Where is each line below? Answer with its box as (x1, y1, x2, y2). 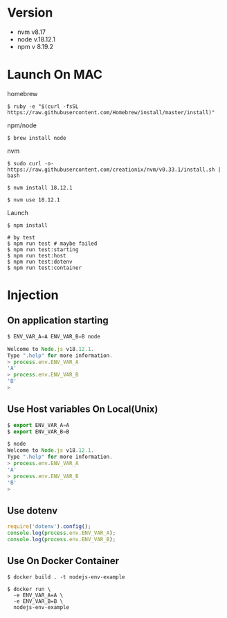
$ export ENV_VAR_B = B (7, 428, 70, 435)
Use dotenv (7, 505, 58, 516)
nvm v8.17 (17, 28, 46, 36)
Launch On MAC (7, 67, 102, 82)
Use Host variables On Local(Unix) (7, 403, 158, 415)
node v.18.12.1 (17, 35, 55, 43)
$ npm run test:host (7, 252, 67, 259)
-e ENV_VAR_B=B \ (13, 597, 64, 605)
